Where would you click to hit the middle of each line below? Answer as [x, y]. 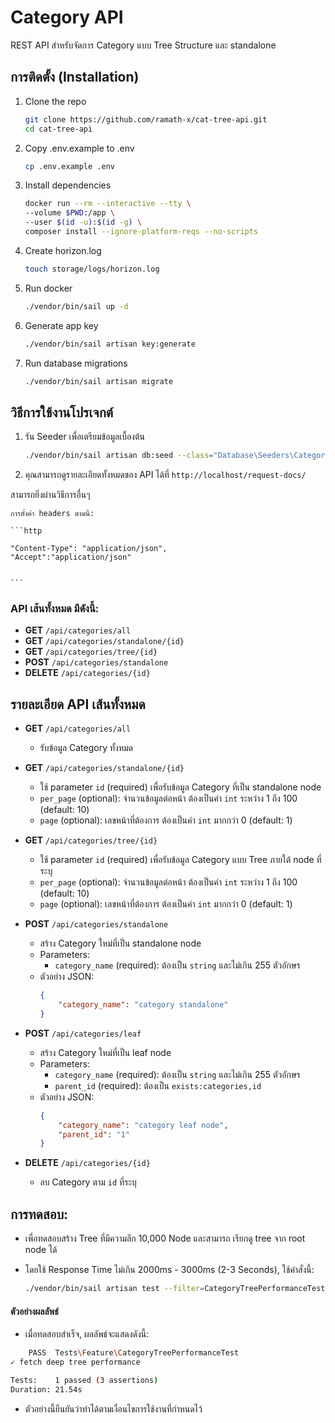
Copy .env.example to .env [79, 148]
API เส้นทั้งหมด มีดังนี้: [55, 608]
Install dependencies [68, 185]
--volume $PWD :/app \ [69, 213]
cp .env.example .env [69, 166]
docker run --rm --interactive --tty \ [108, 204]
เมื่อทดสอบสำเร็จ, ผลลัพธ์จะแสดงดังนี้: [87, 1334]
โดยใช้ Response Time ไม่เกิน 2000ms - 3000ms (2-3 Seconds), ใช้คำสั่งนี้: [169, 1270]
